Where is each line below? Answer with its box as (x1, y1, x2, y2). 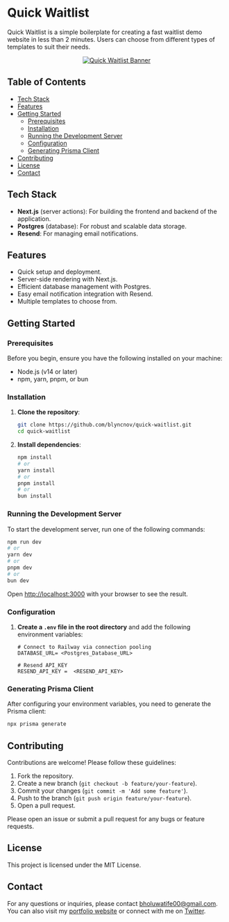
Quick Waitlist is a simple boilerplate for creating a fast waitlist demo (7, 28, 203, 36)
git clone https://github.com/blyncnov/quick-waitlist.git (17, 422, 192, 429)
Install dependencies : (17, 441, 81, 449)
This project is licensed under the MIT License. (7, 860, 142, 869)
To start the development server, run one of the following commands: (7, 525, 205, 533)
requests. (7, 822, 35, 830)
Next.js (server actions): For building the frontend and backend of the (17, 207, 217, 215)
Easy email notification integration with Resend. (17, 290, 153, 298)
